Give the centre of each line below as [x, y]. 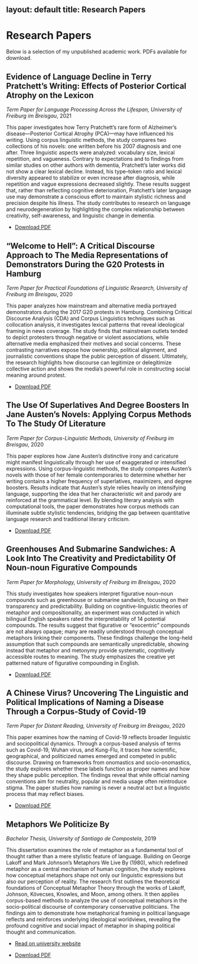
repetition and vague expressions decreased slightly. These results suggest [98, 184]
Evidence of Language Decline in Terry [79, 77]
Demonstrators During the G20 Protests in [85, 264]
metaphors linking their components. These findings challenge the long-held [99, 638]
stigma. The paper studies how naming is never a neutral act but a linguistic [98, 788]
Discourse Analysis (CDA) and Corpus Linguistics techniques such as [91, 318]
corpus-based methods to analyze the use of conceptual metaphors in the [97, 900]
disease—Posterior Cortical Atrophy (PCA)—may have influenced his [90, 134]
